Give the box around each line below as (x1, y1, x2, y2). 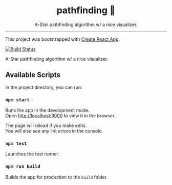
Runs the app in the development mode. (5, 107, 90, 114)
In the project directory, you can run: (5, 84, 82, 90)
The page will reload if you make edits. (5, 122, 87, 129)
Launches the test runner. (5, 151, 60, 157)
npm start (5, 97, 30, 102)
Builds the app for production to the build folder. (5, 174, 108, 180)
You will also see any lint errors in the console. (5, 128, 103, 134)
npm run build (5, 164, 40, 170)
